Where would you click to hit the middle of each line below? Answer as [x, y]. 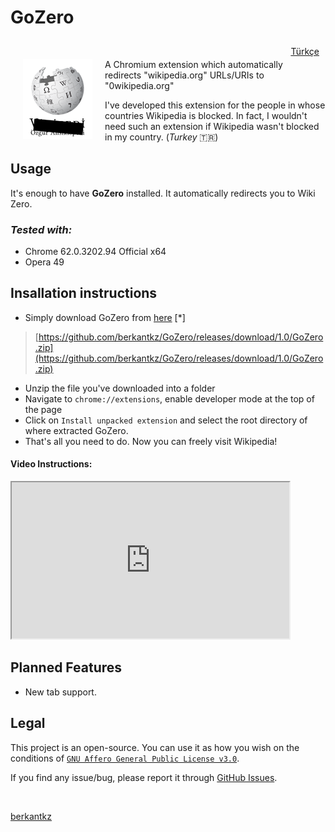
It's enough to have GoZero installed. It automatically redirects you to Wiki [163, 193]
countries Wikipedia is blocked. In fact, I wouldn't [206, 115]
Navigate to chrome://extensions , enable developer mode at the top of [169, 398]
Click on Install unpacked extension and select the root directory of [166, 420]
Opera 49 [44, 262]
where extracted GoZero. [76, 430]
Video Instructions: [51, 464]
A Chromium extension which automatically [193, 64]
